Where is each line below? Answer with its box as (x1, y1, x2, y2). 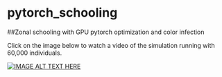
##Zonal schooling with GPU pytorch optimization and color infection (7, 28, 205, 36)
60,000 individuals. (7, 49, 62, 57)
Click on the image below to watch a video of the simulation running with (7, 41, 215, 49)
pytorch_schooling (7, 5, 118, 21)
